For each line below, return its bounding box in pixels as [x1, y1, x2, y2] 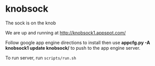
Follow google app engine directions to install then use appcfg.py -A [5, 39, 150, 46]
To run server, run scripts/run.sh [5, 54, 77, 61]
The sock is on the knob [5, 20, 56, 26]
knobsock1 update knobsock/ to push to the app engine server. [5, 45, 141, 51]
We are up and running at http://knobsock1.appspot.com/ [5, 29, 126, 36]
